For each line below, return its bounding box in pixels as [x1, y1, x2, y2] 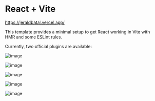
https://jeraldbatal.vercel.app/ [5, 19, 65, 25]
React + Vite [5, 3, 56, 15]
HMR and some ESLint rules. [5, 34, 62, 40]
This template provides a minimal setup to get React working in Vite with [5, 29, 150, 34]
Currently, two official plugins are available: [5, 43, 92, 49]
